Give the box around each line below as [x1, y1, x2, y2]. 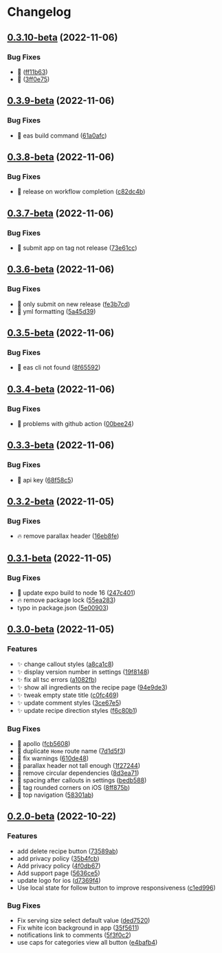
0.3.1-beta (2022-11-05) [7, 552, 112, 564]
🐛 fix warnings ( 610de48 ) [16, 754, 89, 762]
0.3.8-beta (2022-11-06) [7, 151, 115, 162]
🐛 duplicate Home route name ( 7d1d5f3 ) [16, 747, 126, 756]
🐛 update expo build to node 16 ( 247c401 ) [16, 589, 136, 597]
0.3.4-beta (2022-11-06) [7, 383, 115, 395]
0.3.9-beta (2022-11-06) [7, 95, 115, 107]
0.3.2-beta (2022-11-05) [7, 496, 115, 508]
